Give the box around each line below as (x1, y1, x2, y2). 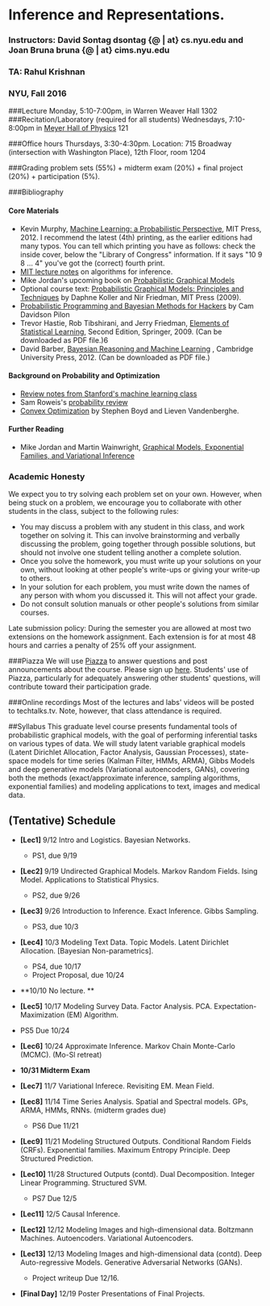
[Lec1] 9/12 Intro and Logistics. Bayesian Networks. (19, 835, 191, 845)
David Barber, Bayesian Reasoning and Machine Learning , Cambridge (19, 344, 254, 353)
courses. (19, 607, 50, 618)
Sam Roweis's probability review (19, 397, 128, 407)
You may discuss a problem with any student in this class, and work (19, 522, 245, 532)
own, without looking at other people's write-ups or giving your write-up (19, 565, 260, 574)
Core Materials (8, 206, 59, 215)
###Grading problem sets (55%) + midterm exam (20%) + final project (8, 163, 243, 173)
